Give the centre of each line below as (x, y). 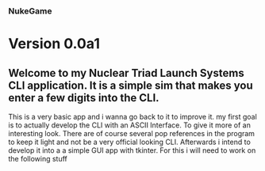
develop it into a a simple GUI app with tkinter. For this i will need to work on (132, 150)
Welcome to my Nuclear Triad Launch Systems (126, 73)
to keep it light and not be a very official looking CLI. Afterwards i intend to (130, 142)
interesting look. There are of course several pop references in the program (132, 133)
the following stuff (38, 158)
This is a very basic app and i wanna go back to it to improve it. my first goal (133, 116)
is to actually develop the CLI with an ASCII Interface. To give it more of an (130, 125)
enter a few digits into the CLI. (84, 98)
